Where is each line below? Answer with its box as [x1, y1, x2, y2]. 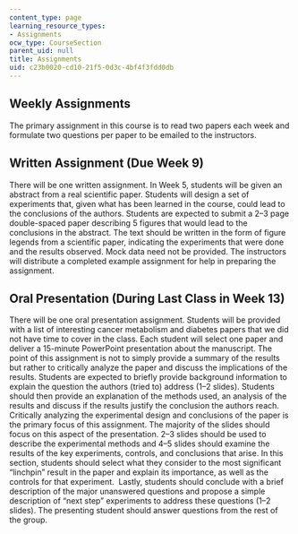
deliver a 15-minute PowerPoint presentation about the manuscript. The [9, 343, 273, 354]
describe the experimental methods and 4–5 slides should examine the [9, 438, 270, 449]
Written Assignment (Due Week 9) [9, 156, 204, 171]
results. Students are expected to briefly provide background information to [9, 372, 288, 383]
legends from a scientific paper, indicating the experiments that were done [9, 237, 285, 247]
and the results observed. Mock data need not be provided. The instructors [9, 245, 287, 256]
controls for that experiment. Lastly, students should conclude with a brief [9, 477, 285, 487]
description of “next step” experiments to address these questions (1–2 [9, 495, 271, 506]
